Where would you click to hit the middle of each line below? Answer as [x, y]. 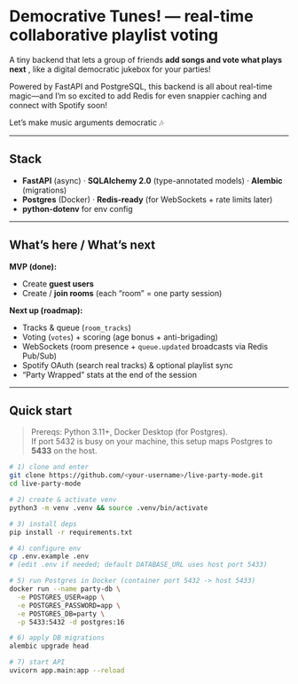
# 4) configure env [45, 548]
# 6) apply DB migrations [57, 638]
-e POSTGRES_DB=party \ [61, 614]
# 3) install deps [43, 524]
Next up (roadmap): [46, 310]
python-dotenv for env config [77, 208]
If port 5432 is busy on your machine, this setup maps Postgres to [152, 442]
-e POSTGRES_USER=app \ [61, 597]
